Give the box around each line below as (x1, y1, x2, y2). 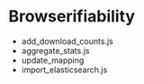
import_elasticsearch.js (21, 64, 108, 75)
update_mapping (21, 55, 85, 65)
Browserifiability (8, 6, 136, 27)
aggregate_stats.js (21, 45, 91, 55)
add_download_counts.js (21, 36, 113, 46)
